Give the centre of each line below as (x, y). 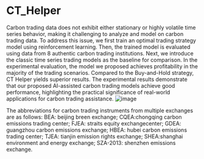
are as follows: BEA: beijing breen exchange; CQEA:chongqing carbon (94, 117)
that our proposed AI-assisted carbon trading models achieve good (91, 85)
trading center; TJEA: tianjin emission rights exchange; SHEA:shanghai (95, 136)
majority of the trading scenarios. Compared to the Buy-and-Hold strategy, (100, 72)
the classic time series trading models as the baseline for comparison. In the (102, 60)
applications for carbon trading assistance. (60, 99)
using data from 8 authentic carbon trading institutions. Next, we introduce (100, 53)
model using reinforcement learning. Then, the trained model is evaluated (98, 47)
